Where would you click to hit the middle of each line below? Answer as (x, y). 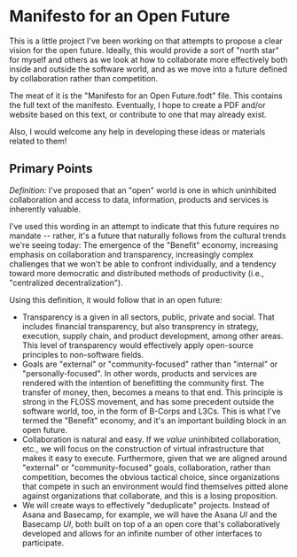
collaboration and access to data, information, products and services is (139, 199)
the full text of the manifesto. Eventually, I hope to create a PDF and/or (137, 104)
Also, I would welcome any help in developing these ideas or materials (137, 131)
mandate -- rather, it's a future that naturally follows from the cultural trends (148, 236)
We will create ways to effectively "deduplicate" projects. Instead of (146, 505)
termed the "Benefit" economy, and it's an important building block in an (154, 420)
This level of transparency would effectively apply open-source (138, 345)
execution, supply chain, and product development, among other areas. (152, 336)
